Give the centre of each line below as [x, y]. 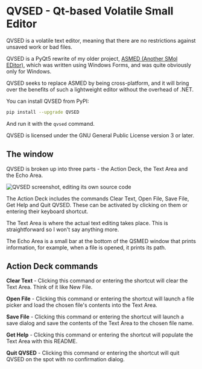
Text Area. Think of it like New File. [49, 287]
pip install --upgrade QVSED [43, 112]
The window [30, 154]
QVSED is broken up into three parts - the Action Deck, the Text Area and [97, 169]
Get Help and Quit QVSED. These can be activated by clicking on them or [97, 205]
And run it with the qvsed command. [51, 123]
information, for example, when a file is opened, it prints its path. [86, 247]
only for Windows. [29, 71]
